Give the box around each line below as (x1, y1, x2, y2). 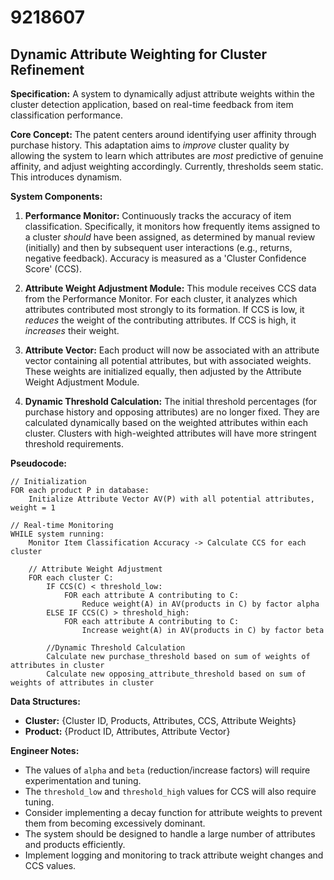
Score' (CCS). (24, 263, 82, 275)
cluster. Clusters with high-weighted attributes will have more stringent (24, 427, 317, 439)
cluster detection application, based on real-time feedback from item (10, 99, 294, 110)
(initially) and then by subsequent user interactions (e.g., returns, (24, 242, 293, 253)
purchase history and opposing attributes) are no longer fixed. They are (24, 406, 320, 418)
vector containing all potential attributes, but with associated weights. (24, 355, 312, 366)
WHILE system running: (10, 529, 105, 539)
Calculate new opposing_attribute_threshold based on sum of (46, 669, 307, 679)
